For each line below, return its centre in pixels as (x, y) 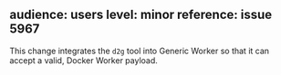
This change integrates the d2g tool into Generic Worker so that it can (140, 51)
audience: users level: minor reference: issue (141, 15)
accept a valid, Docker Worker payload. (83, 60)
